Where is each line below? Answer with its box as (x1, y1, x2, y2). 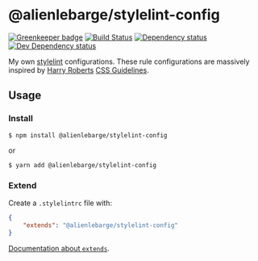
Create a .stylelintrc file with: (8, 198, 113, 208)
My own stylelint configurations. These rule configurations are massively (8, 57, 250, 66)
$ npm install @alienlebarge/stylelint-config (8, 131, 168, 139)
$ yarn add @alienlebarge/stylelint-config (8, 161, 157, 169)
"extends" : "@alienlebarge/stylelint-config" (23, 221, 179, 229)
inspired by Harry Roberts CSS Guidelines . (8, 65, 149, 74)
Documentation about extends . (8, 243, 110, 253)
